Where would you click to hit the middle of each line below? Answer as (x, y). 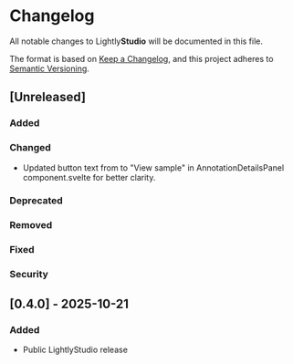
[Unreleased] (48, 97)
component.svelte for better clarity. (89, 177)
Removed (31, 225)
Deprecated (37, 201)
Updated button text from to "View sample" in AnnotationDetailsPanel (153, 167)
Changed (31, 148)
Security (29, 275)
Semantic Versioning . (49, 68)
